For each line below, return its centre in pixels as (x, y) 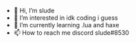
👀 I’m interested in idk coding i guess (66, 18)
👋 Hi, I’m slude (34, 11)
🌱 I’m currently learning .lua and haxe (66, 25)
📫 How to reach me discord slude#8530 (71, 33)
